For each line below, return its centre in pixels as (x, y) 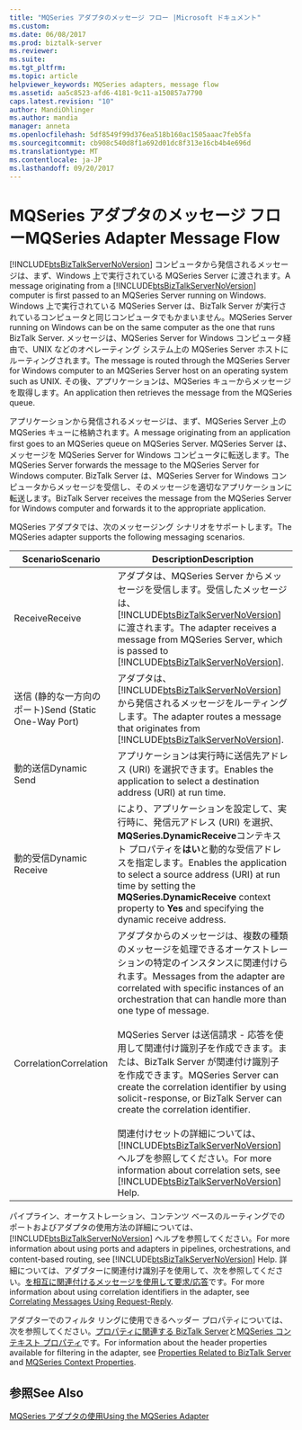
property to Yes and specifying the (191, 908)
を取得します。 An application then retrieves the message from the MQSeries (151, 393)
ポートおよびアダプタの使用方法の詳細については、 (104, 1228)
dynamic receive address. (172, 920)
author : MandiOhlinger (52, 110)
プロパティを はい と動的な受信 (191, 849)
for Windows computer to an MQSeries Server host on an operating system (149, 371)
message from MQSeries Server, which (200, 639)
